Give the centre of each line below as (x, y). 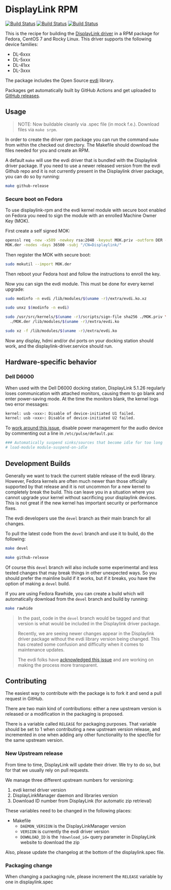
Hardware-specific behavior (51, 362)
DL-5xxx (21, 59)
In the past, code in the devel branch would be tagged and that (84, 618)
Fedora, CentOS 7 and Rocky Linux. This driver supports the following (78, 39)
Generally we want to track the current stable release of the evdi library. (81, 476)
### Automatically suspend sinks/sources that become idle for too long (84, 443)
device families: (22, 44)
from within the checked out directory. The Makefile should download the (82, 145)
